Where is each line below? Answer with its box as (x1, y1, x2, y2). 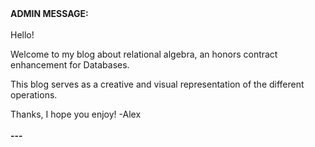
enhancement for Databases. (10, 59, 130, 71)
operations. (10, 89, 58, 101)
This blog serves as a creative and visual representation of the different (10, 78, 305, 90)
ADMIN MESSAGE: (10, 8, 89, 19)
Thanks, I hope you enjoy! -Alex (10, 108, 142, 120)
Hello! (10, 29, 35, 41)
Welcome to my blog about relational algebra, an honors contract (10, 48, 278, 60)
